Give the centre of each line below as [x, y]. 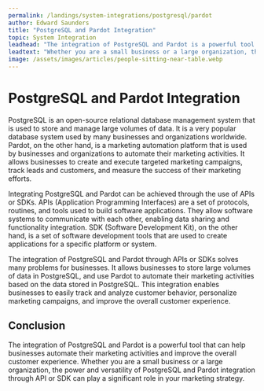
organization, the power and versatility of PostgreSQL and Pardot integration [132, 370]
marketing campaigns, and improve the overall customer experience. [119, 301]
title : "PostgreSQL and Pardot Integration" [82, 30]
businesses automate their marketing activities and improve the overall [123, 353]
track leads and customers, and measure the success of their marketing [125, 170]
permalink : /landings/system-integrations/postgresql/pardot [110, 15]
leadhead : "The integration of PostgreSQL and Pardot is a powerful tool [132, 45]
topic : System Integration [52, 37]
